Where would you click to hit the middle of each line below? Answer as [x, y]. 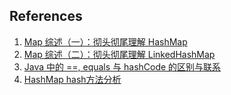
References [46, 16]
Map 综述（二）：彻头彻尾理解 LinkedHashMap [119, 54]
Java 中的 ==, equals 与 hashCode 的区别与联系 [122, 66]
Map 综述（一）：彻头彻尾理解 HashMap [105, 41]
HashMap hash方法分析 [72, 79]
